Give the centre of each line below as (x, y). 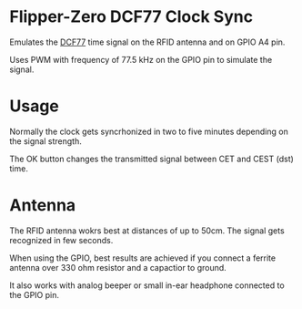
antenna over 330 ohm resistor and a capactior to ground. (118, 267)
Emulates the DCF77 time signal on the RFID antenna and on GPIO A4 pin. (147, 42)
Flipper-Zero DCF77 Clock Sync (131, 17)
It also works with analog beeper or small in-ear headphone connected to (147, 285)
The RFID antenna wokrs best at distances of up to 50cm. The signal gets (147, 231)
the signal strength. (45, 141)
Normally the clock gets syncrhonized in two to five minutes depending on (149, 131)
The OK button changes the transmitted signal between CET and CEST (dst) (151, 159)
